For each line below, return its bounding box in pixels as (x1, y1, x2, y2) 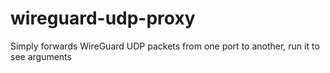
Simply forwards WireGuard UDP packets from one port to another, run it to (10, 40, 320, 52)
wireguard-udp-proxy (10, 7, 196, 30)
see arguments (10, 50, 72, 62)
